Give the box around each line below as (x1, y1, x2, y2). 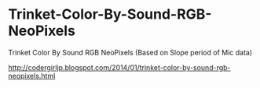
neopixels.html (8, 71, 56, 80)
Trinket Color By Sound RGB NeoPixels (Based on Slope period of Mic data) (8, 48, 253, 57)
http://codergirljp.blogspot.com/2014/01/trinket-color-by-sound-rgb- (8, 62, 231, 72)
